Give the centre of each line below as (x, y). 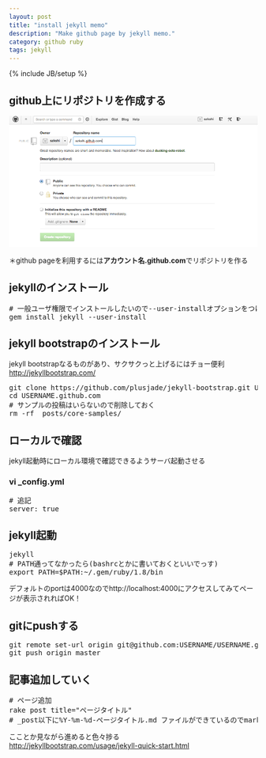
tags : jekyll (30, 50)
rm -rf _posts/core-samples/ (65, 414)
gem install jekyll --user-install (78, 317)
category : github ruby (46, 42)
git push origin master (55, 653)
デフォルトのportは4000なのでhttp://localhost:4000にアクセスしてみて (124, 589)
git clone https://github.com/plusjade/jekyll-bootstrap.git (130, 388)
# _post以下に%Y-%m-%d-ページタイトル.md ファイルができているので (127, 720)
